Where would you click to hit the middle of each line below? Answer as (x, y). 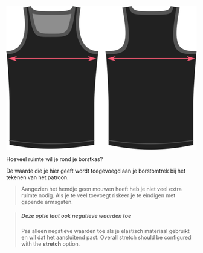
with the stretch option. (50, 244)
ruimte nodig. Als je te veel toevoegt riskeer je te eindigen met (98, 195)
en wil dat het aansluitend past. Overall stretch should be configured (106, 237)
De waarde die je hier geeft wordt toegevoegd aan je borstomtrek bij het (96, 171)
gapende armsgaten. (47, 202)
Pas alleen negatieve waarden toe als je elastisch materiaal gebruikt (105, 231)
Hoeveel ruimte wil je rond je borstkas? (55, 159)
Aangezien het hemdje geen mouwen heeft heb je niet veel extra (101, 189)
